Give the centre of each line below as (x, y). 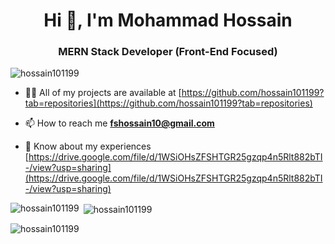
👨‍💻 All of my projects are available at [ (103, 93)
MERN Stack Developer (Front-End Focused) (168, 52)
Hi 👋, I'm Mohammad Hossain (168, 20)
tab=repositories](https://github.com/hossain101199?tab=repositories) (168, 103)
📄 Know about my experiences (88, 146)
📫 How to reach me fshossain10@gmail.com (119, 123)
